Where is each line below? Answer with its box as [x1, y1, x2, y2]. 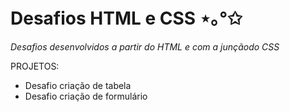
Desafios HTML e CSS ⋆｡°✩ [10, 7, 243, 30]
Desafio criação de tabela [24, 79, 132, 91]
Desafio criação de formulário [24, 90, 148, 102]
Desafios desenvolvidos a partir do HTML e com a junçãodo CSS [10, 40, 280, 53]
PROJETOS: [10, 60, 60, 72]
